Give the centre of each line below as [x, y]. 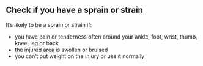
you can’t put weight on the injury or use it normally [79, 56]
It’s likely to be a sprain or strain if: [49, 24]
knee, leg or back [36, 43]
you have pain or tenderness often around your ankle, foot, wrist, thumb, [106, 37]
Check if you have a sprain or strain [74, 10]
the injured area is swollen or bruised [61, 50]
